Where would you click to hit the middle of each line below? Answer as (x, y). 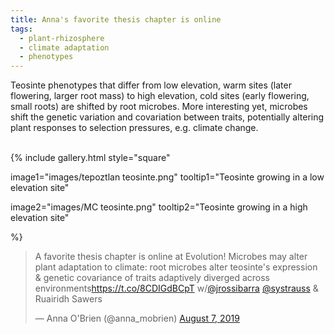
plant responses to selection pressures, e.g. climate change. (134, 128)
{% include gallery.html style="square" (90, 158)
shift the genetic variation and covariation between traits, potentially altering (167, 117)
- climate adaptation (64, 47)
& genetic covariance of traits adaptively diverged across (152, 278)
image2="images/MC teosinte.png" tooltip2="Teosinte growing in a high (159, 207)
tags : (21, 29)
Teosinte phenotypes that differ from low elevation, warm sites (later (151, 85)
